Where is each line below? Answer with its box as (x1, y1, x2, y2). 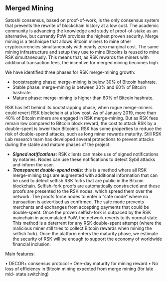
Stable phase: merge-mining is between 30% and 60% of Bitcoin (12, 84, 146, 90)
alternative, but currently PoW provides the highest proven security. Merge (5, 33, 159, 39)
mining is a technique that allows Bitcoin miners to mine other (5, 38, 132, 44)
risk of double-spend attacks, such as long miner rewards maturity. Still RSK (5, 131, 162, 137)
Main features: (5, 251, 35, 257)
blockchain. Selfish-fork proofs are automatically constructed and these (12, 183, 161, 189)
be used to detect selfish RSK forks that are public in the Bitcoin (12, 177, 144, 183)
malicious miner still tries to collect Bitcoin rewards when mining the (12, 225, 152, 231)
